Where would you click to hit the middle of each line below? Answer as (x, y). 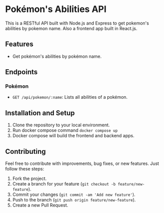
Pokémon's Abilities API (56, 9)
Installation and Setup (40, 113)
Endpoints (21, 72)
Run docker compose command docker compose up (65, 130)
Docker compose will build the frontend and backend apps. (73, 136)
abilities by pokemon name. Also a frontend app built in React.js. (71, 28)
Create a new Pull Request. (40, 205)
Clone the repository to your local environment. (61, 125)
